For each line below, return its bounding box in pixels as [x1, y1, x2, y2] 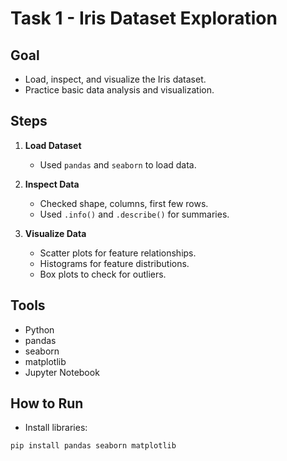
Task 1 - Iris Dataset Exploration [10, 7, 278, 30]
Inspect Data [24, 178, 80, 190]
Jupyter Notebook [24, 366, 100, 378]
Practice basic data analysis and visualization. [24, 84, 215, 96]
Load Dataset [24, 139, 82, 151]
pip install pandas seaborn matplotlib [10, 441, 177, 451]
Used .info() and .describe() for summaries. [39, 208, 230, 220]
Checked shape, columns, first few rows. [39, 197, 209, 209]
